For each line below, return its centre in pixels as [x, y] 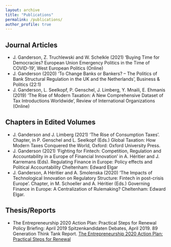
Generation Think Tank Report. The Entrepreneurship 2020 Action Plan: [88, 234]
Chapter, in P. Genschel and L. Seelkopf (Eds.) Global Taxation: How [84, 140]
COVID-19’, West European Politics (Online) [58, 68]
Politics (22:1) [27, 84]
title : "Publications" [29, 15]
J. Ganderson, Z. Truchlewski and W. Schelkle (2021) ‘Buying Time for [86, 57]
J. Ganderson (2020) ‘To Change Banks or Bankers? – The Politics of [85, 74]
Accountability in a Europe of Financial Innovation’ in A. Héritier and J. [86, 156]
